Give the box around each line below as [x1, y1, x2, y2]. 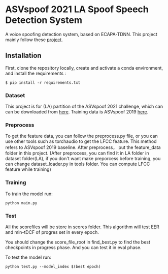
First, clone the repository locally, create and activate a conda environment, [5, 65, 163, 71]
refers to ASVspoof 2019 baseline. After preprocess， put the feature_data [5, 144, 161, 150]
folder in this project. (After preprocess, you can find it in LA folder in [5, 150, 149, 156]
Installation [5, 51, 42, 60]
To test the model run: [5, 254, 52, 260]
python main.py [5, 200, 38, 205]
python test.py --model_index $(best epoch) [5, 264, 101, 269]
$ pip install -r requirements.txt [5, 80, 81, 85]
